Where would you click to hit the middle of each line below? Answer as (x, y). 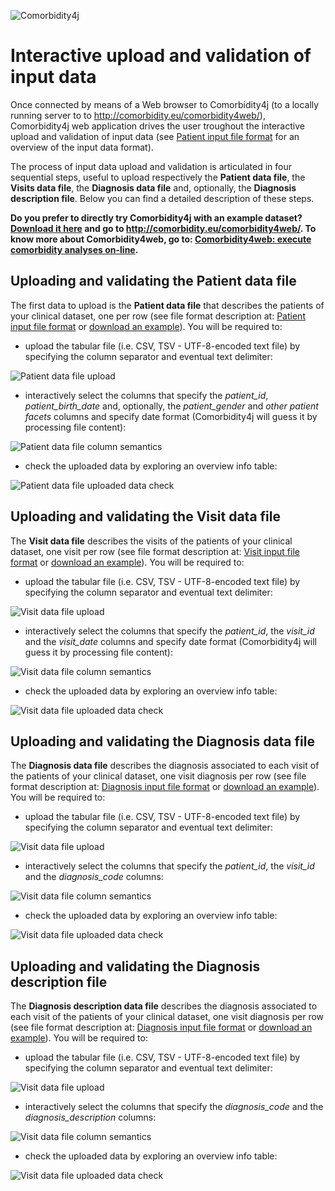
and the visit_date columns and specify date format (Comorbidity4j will (170, 641)
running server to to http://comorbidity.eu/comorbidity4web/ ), (138, 115)
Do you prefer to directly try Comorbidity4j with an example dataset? (156, 217)
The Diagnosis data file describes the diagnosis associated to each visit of (165, 766)
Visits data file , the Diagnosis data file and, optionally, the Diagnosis (153, 187)
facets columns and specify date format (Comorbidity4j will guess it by (171, 416)
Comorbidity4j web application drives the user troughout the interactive (157, 126)
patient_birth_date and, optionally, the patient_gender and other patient (171, 406)
